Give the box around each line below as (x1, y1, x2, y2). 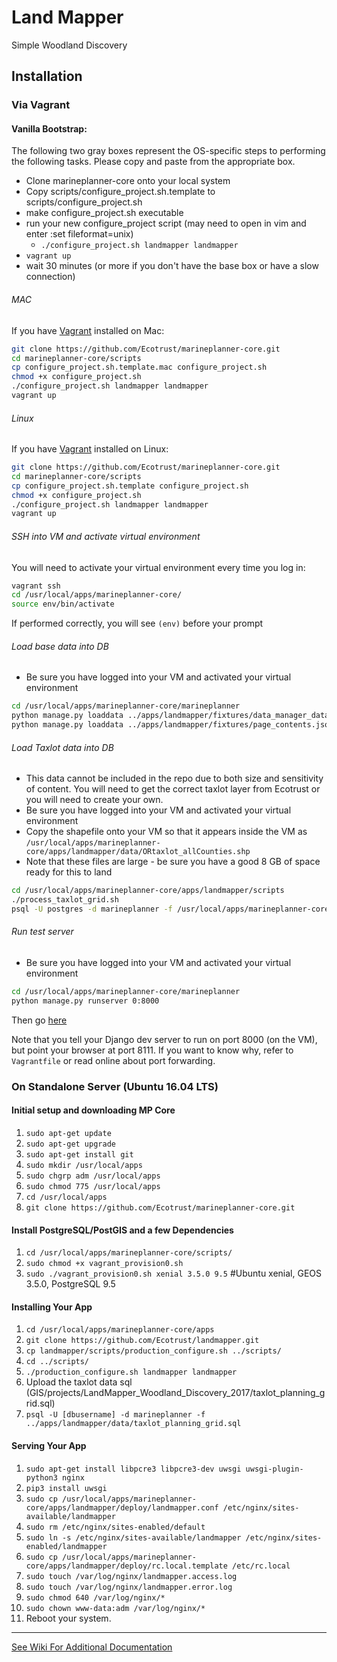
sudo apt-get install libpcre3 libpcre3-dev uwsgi (25, 1464, 242, 1474)
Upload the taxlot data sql (25, 1376, 133, 1388)
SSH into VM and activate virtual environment (11, 530, 201, 542)
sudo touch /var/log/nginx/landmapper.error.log (25, 1582, 233, 1592)
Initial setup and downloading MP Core (11, 1104, 176, 1116)
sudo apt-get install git (25, 1149, 134, 1160)
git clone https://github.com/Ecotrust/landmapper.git (25, 1336, 260, 1346)
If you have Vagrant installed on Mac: (11, 324, 165, 336)
